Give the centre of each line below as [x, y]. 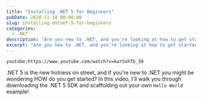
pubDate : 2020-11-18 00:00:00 [44, 17]
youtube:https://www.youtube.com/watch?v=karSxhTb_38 [75, 61]
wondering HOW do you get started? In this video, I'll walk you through [94, 79]
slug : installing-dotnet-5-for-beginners [59, 23]
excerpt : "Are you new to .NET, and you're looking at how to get [91, 45]
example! [17, 91]
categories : [21, 28]
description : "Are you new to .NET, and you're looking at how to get [96, 39]
